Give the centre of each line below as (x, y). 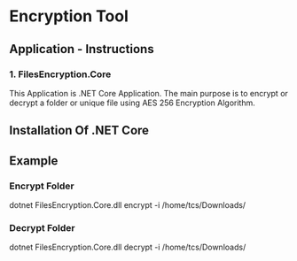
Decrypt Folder (42, 227)
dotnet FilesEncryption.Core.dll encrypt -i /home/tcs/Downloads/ (128, 204)
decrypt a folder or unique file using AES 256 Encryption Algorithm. (132, 103)
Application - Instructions (82, 49)
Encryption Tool (69, 16)
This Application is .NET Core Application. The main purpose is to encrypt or (148, 93)
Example (34, 161)
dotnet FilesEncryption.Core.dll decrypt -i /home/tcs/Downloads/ (128, 247)
